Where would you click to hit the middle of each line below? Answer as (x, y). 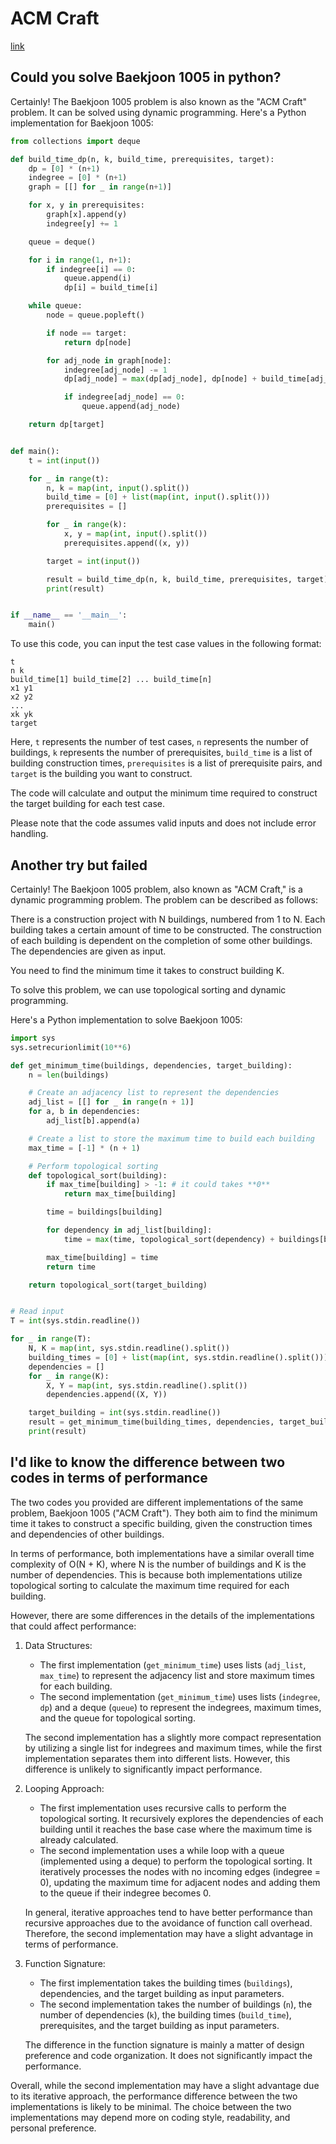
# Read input (37, 1312)
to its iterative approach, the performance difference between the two (154, 2096)
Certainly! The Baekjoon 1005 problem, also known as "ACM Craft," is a (156, 889)
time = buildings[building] (104, 1212)
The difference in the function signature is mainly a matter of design (164, 2044)
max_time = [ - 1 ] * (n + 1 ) (84, 1148)
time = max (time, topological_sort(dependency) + (169, 1239)
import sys (33, 1038)
